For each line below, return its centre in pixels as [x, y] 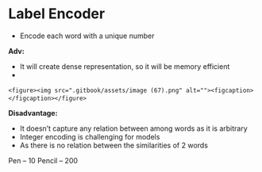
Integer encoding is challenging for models [90, 136]
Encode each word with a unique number [87, 36]
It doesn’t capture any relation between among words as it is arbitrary [133, 128]
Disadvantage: [33, 113]
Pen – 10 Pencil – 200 [43, 160]
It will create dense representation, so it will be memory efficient [125, 66]
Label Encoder [57, 14]
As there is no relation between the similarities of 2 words [114, 145]
